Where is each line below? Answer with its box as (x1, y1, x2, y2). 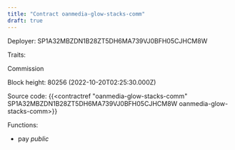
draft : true (7, 17, 43, 24)
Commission (7, 64, 44, 73)
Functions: (7, 120, 39, 129)
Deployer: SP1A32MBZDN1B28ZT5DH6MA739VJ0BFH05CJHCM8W (7, 36, 208, 45)
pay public (17, 134, 49, 143)
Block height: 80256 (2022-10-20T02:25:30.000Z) (7, 77, 156, 86)
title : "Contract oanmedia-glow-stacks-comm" (7, 10, 145, 18)
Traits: (7, 50, 26, 59)
